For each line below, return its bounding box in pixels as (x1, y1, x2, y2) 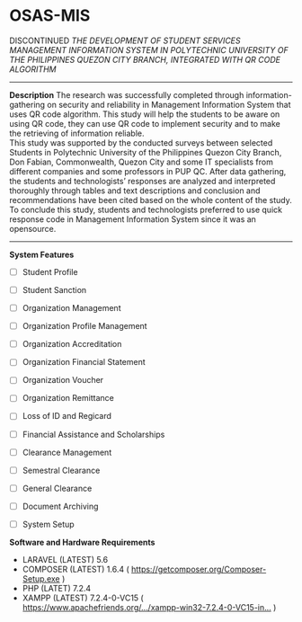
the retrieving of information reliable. (9, 128, 146, 138)
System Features (9, 249, 75, 260)
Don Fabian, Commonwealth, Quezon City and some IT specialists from (9, 156, 274, 167)
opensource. (9, 223, 57, 234)
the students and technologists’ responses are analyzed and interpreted (9, 175, 276, 186)
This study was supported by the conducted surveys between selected (9, 137, 273, 148)
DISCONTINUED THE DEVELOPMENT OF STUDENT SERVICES (9, 35, 241, 46)
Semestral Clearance (22, 465, 101, 475)
